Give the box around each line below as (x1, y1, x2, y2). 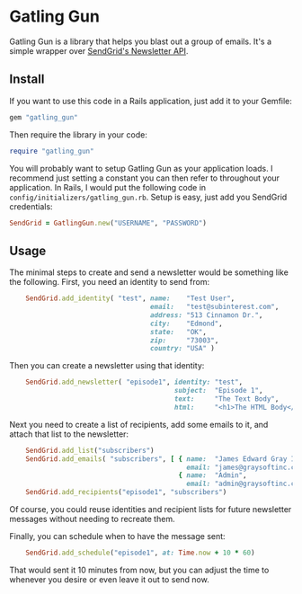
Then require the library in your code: (9, 129, 148, 140)
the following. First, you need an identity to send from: (9, 277, 210, 288)
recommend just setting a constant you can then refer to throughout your (9, 173, 280, 183)
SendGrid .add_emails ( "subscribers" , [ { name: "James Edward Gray (25, 454, 288, 464)
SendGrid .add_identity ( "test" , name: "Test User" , (25, 294, 235, 303)
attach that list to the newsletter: (9, 429, 129, 439)
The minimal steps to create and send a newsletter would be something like (9, 267, 289, 278)
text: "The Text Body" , (173, 395, 280, 403)
